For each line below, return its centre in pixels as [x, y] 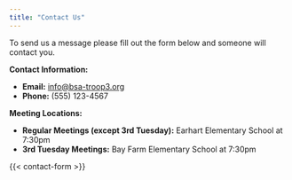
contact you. [32, 52]
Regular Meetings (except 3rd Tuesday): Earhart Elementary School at [152, 130]
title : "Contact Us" [47, 17]
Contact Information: [49, 69]
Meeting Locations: [46, 113]
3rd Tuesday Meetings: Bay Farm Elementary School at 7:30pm [139, 149]
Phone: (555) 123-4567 [65, 96]
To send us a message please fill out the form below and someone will [138, 43]
